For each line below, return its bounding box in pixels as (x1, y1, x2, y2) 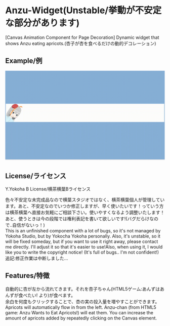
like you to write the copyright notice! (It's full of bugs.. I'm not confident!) (5, 249, 159, 256)
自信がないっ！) (12, 222, 46, 228)
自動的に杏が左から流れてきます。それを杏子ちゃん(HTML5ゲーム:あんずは (5, 286, 160, 292)
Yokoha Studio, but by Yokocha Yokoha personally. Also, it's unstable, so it (5, 233, 161, 239)
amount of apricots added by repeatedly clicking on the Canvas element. (5, 315, 157, 321)
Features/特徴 (5, 271, 50, 280)
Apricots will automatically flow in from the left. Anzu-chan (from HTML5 (5, 304, 157, 310)
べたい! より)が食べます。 (22, 292, 76, 298)
